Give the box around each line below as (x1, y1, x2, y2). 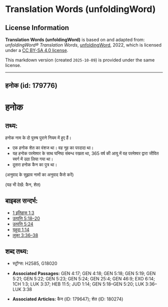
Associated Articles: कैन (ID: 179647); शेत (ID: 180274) (12, 296, 123, 302)
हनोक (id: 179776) (5, 81, 57, 90)
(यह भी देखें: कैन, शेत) (5, 181, 41, 188)
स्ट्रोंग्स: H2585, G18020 (12, 260, 57, 266)
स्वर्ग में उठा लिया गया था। (12, 156, 53, 162)
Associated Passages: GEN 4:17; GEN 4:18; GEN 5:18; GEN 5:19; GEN (12, 270, 156, 276)
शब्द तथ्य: (5, 247, 28, 255)
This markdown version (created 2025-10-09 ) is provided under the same (5, 57, 155, 63)
